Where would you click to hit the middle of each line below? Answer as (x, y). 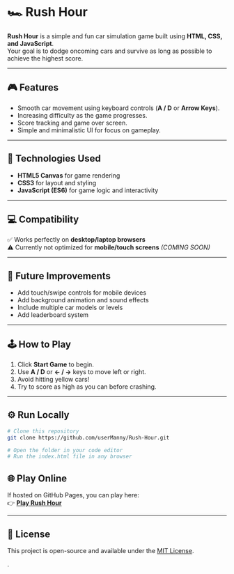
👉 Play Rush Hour (34, 503)
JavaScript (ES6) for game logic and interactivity (88, 190)
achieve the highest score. (45, 58)
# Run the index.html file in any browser (70, 457)
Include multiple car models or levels (70, 308)
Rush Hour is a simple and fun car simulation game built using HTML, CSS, (115, 36)
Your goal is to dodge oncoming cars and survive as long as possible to (110, 51)
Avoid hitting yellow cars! (53, 379)
